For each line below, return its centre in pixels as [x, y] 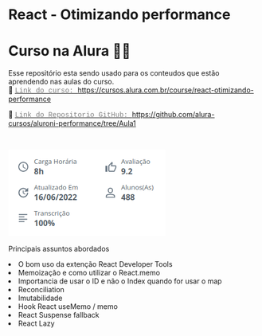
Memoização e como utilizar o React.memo [90, 273]
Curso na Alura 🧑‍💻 [70, 51]
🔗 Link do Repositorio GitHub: [68, 115]
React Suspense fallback [59, 315]
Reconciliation [42, 290]
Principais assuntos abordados [59, 249]
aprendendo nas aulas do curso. [61, 82]
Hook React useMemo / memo [68, 307]
